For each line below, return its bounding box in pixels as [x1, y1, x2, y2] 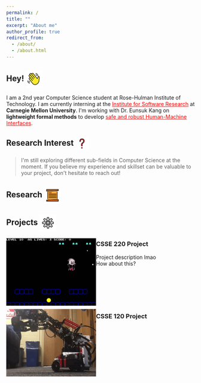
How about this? [96, 260, 136, 267]
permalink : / [6, 10, 39, 16]
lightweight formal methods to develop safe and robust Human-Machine [6, 113, 187, 120]
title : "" [6, 16, 31, 22]
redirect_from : [6, 35, 44, 41]
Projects [6, 218, 38, 228]
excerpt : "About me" [6, 22, 58, 28]
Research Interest [6, 138, 74, 148]
